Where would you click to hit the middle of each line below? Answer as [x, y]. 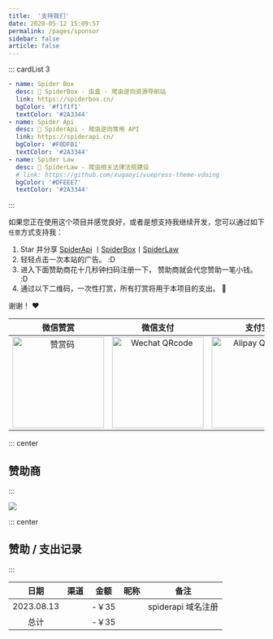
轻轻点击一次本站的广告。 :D [67, 260]
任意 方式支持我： [36, 232]
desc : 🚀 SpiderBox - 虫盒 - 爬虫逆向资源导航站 [91, 92]
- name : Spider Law [41, 159]
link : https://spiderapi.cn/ [65, 137]
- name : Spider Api [41, 122]
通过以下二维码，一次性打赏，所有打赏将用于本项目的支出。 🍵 [123, 288]
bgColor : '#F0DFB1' [49, 145]
